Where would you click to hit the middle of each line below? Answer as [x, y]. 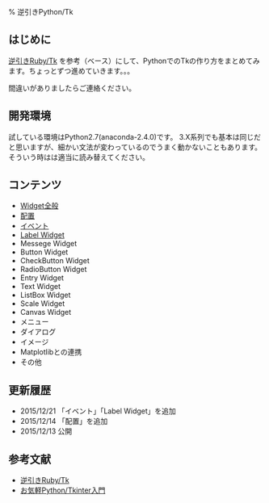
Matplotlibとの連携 [51, 352]
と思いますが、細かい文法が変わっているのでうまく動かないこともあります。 [135, 147]
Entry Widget [42, 278]
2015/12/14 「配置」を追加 [64, 421]
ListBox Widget [45, 295]
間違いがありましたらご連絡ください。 [72, 88]
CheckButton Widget [55, 261]
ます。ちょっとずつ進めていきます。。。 [71, 70]
